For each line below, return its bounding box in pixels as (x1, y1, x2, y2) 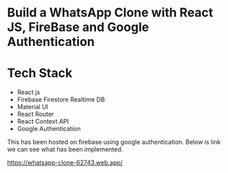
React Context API (16, 117, 69, 126)
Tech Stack (7, 65, 73, 81)
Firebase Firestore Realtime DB (16, 95, 105, 104)
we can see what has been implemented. (7, 146, 124, 154)
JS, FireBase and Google (7, 19, 150, 35)
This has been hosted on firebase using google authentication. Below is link (7, 138, 221, 146)
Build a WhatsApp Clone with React (7, 5, 214, 21)
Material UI (16, 103, 49, 111)
